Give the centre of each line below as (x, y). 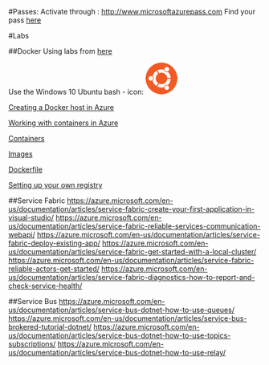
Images (21, 154)
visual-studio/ (31, 217)
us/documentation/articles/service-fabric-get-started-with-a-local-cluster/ (132, 251)
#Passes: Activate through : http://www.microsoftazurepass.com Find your (132, 12)
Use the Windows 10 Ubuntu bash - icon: (76, 92)
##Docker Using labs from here (60, 51)
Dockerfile (25, 169)
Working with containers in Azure (63, 123)
